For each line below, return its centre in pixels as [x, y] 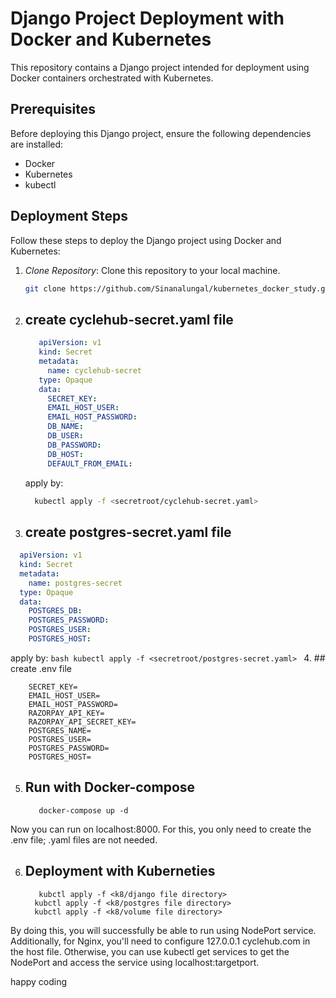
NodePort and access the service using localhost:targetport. [135, 962]
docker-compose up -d [83, 810]
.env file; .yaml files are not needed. [84, 839]
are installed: [37, 144]
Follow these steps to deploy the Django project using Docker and [146, 240]
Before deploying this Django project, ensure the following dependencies [161, 133]
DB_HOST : [65, 454]
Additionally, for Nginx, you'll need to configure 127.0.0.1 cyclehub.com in [160, 941]
